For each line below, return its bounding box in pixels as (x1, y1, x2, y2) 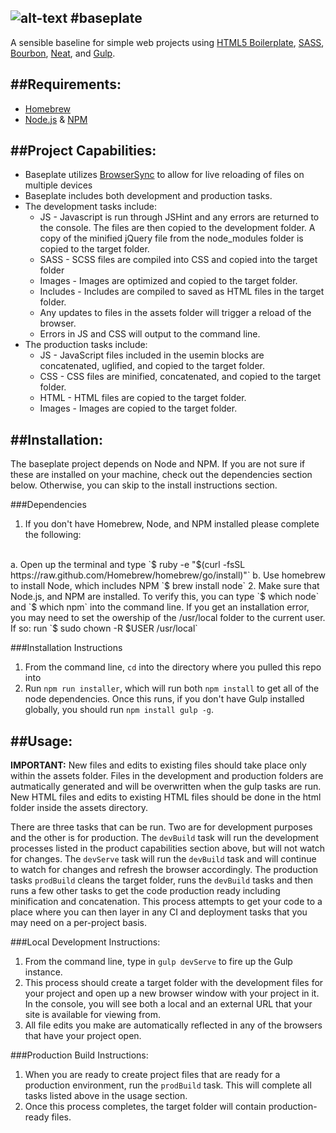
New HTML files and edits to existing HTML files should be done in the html (10, 791, 322, 803)
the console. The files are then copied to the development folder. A (39, 222, 316, 234)
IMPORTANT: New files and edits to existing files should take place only (10, 759, 307, 771)
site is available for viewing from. (24, 1009, 161, 1021)
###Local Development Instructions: (10, 936, 161, 948)
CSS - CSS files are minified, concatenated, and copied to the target (39, 371, 322, 383)
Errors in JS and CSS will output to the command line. (39, 328, 261, 340)
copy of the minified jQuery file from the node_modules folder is (39, 232, 304, 245)
